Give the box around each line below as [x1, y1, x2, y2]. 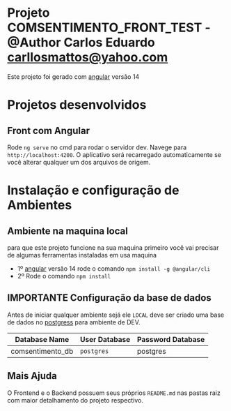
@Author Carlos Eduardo [7, 35, 155, 50]
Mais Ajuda [7, 370, 58, 382]
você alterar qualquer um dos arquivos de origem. [7, 158, 151, 166]
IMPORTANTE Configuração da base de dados [7, 292, 212, 304]
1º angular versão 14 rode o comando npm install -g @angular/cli [17, 264, 211, 273]
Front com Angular [7, 124, 90, 137]
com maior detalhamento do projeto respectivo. [7, 396, 144, 404]
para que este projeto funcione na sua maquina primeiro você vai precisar [7, 243, 219, 252]
